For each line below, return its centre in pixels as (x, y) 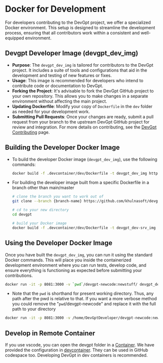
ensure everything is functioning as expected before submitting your (73, 270)
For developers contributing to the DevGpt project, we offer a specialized (78, 22)
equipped (15, 38)
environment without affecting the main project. (60, 101)
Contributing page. (31, 132)
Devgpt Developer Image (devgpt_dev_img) (72, 53)
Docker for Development (55, 9)
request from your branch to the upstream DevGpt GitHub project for (81, 122)
